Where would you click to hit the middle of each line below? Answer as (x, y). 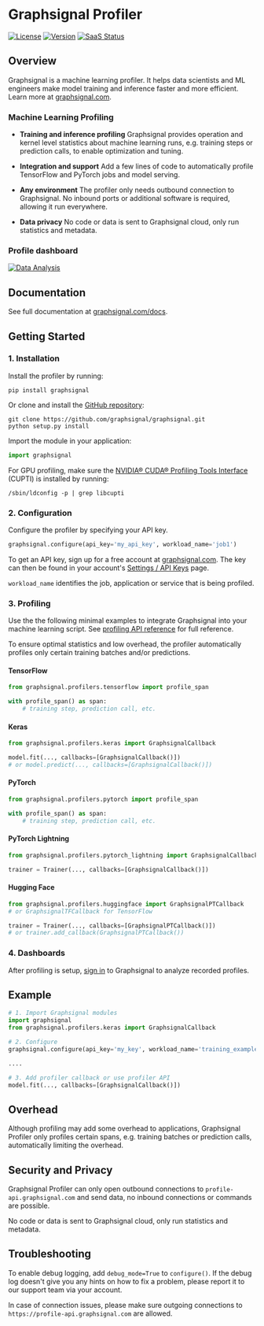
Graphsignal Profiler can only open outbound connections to (106, 1189)
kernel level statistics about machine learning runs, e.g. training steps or (136, 143)
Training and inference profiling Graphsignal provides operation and (131, 135)
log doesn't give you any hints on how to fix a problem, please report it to (126, 1281)
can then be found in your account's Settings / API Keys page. (109, 568)
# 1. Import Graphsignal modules (63, 1013)
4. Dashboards (37, 953)
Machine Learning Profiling (61, 117)
